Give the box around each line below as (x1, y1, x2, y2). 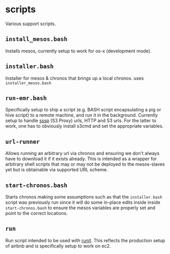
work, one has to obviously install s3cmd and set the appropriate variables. (5, 123, 164, 129)
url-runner (5, 138, 40, 145)
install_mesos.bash (5, 35, 68, 43)
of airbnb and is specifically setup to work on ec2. (5, 243, 111, 249)
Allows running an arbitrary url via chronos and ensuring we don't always (5, 150, 160, 157)
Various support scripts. (5, 21, 56, 27)
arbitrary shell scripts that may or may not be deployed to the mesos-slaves (5, 161, 165, 167)
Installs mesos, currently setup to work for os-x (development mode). (5, 48, 152, 54)
